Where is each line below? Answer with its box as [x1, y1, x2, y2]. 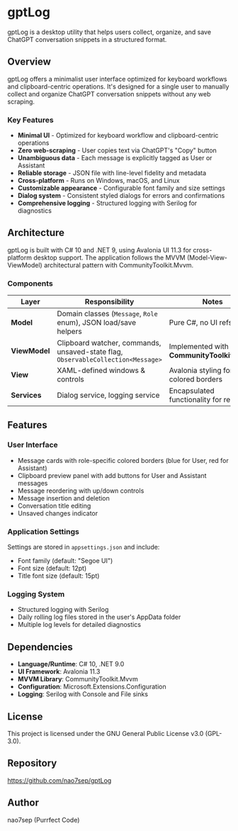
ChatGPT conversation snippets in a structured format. [7, 35, 167, 43]
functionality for [169, 395, 222, 405]
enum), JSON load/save [56, 318, 137, 328]
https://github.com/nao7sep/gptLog [7, 776, 112, 784]
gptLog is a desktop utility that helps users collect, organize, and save [7, 28, 211, 36]
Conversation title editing [17, 501, 91, 510]
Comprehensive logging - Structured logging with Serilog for [17, 199, 198, 208]
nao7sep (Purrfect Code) [7, 815, 80, 824]
